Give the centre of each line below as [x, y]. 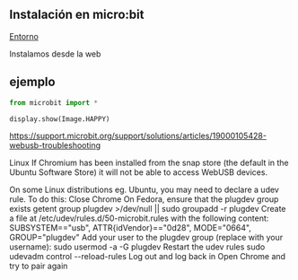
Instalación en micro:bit [77, 15]
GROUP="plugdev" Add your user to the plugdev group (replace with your [146, 238]
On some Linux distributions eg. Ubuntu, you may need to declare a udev [145, 190]
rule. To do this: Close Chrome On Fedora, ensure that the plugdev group [144, 199]
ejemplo [32, 82]
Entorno [24, 36]
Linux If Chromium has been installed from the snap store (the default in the [149, 163]
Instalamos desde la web [55, 54]
